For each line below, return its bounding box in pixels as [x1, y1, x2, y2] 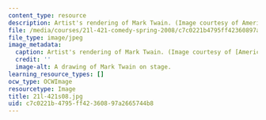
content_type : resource [8, 11, 87, 20]
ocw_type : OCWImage [8, 77, 73, 85]
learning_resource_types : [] [8, 70, 104, 78]
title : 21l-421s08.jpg [8, 92, 83, 100]
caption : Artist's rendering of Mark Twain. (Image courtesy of [15, 48, 232, 56]
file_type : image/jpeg [8, 33, 83, 42]
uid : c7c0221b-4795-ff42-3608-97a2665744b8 [8, 99, 154, 107]
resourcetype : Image [8, 84, 77, 93]
